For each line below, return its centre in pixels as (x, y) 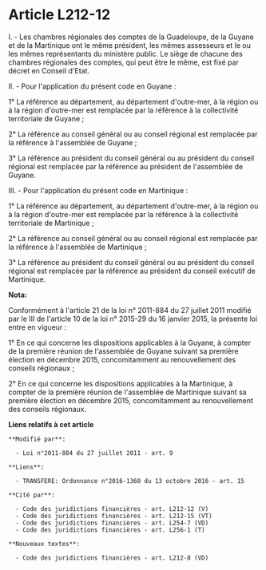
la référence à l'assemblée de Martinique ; (78, 247)
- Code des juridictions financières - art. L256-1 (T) (110, 530)
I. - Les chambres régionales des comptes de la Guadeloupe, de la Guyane (131, 37)
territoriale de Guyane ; (46, 118)
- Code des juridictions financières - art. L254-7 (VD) (112, 523)
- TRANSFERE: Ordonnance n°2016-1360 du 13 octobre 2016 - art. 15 (130, 481)
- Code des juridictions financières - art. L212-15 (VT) (114, 516)
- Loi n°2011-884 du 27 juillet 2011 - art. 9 (94, 453)
